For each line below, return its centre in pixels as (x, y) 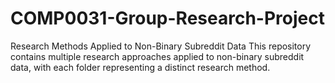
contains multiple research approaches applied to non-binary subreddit (157, 56)
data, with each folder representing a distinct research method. (140, 67)
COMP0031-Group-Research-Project (167, 18)
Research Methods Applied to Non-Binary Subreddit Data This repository (161, 46)
